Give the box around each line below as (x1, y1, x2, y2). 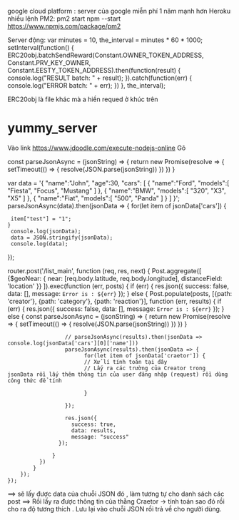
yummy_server (7, 120, 98, 136)
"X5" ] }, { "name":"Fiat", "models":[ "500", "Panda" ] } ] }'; (7, 193, 180, 203)
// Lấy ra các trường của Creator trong (83, 364, 205, 372)
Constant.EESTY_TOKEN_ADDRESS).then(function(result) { (7, 66, 181, 74)
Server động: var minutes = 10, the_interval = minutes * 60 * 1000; (7, 36, 203, 44)
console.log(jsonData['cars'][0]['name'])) (7, 340, 139, 347)
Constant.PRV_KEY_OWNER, (7, 58, 91, 67)
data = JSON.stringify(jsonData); (10, 234, 113, 241)
